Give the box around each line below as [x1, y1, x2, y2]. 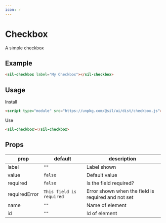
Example [5, 59, 33, 67]
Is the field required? [86, 180, 134, 186]
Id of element [86, 210, 118, 217]
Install [5, 99, 17, 105]
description [108, 155, 137, 162]
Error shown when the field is [86, 187, 155, 194]
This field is [43, 188, 77, 194]
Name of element [86, 202, 127, 209]
